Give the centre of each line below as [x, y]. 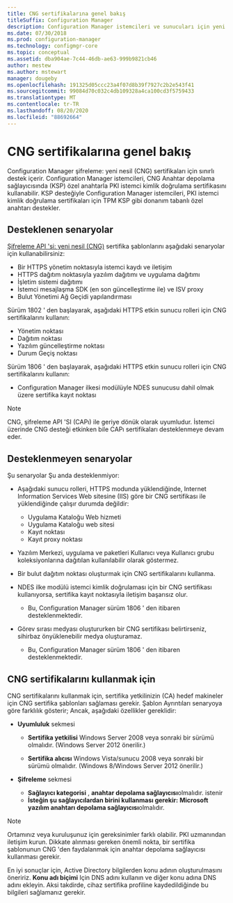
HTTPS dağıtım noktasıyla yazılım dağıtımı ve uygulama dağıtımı [109, 275]
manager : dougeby [32, 78]
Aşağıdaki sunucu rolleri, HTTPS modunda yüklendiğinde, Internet [112, 489]
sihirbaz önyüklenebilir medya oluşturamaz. [80, 637]
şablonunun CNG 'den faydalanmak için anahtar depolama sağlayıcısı [106, 849]
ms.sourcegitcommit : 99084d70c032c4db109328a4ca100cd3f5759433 [101, 91]
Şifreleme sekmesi [44, 779]
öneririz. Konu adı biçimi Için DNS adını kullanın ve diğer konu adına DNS [112, 878]
